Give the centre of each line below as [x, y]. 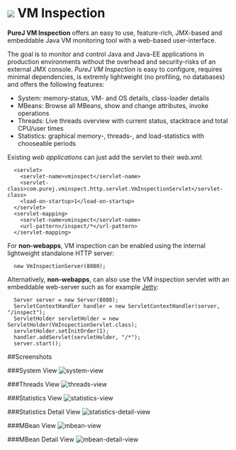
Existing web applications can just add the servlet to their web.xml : [105, 157]
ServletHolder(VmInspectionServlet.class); [73, 325]
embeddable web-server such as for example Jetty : [83, 286]
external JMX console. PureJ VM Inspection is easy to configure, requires [115, 69]
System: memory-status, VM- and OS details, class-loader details [113, 98]
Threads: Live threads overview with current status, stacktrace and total [123, 120]
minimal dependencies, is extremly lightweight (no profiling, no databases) [116, 77]
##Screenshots [30, 356]
